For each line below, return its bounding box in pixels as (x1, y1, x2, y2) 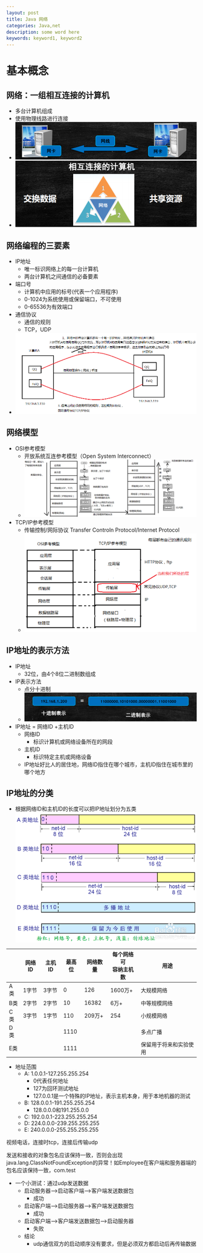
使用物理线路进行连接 (14, 115, 68, 122)
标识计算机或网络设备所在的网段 (33, 738, 113, 746)
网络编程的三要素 (6, 240, 70, 251)
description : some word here (6, 29, 80, 35)
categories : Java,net (6, 22, 61, 28)
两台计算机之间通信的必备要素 (24, 273, 98, 280)
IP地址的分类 (6, 788, 54, 798)
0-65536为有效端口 (24, 303, 73, 310)
